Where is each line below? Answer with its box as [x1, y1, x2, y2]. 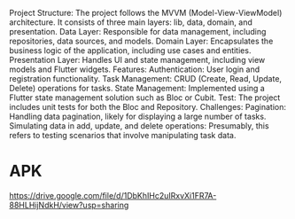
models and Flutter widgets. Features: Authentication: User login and [9, 64, 260, 74]
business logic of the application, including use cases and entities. [9, 45, 252, 56]
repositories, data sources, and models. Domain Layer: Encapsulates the [9, 35, 274, 46]
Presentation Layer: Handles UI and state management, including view [9, 55, 266, 65]
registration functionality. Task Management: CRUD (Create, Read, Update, [9, 74, 282, 83]
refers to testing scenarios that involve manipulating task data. [9, 130, 237, 140]
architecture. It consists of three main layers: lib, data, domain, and [9, 17, 252, 27]
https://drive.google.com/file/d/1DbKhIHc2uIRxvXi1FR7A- [9, 190, 217, 200]
